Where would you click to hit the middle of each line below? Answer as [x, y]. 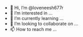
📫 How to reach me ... [33, 29]
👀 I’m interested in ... [31, 13]
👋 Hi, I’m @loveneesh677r [37, 8]
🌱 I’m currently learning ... [37, 18]
